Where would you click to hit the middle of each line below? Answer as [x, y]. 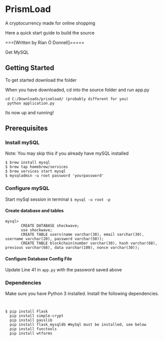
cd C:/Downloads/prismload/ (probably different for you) [67, 99]
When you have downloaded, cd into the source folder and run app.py [77, 90]
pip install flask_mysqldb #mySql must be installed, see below [78, 325]
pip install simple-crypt [37, 316]
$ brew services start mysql [35, 171]
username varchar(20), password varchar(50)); [54, 239]
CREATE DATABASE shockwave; [50, 226]
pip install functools [33, 329]
